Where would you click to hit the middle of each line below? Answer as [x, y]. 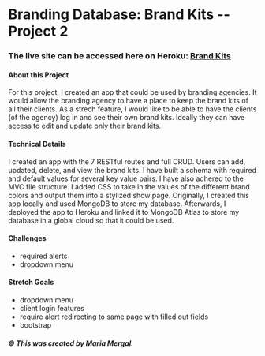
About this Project [39, 75]
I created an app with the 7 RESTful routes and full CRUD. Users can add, [127, 161]
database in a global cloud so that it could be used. [91, 220]
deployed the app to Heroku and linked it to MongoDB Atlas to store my [124, 212]
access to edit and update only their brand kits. [85, 126]
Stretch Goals [31, 283]
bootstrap [35, 324]
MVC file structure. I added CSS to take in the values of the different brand [129, 186]
